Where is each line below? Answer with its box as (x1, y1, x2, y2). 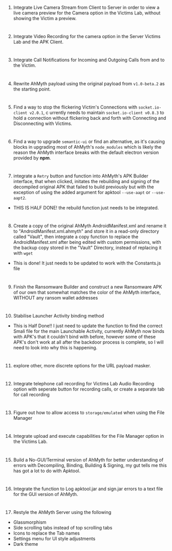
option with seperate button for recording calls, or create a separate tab (13, 386, 165, 393)
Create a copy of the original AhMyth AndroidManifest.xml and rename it (13, 223, 167, 229)
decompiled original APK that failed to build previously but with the (13, 184, 154, 190)
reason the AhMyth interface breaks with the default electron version (13, 149, 159, 155)
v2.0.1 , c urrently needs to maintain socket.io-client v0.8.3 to (29, 109, 164, 115)
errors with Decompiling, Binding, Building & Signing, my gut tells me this (13, 462, 167, 468)
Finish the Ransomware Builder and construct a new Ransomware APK (13, 283, 162, 290)
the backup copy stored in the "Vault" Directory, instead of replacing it (13, 244, 162, 251)
